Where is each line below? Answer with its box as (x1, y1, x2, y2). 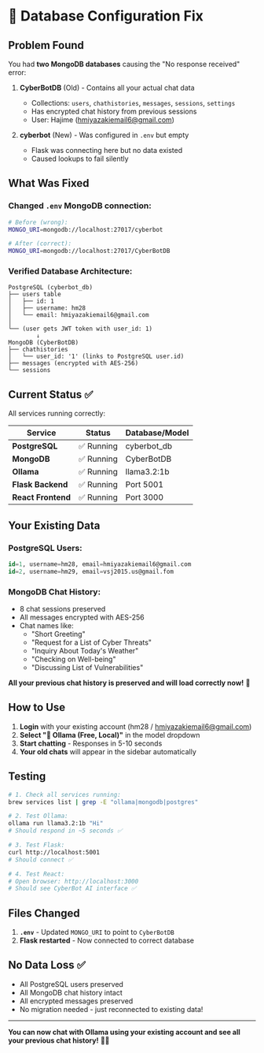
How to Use (8, 701, 66, 714)
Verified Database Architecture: (8, 266, 133, 277)
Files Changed (8, 906, 80, 920)
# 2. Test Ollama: (8, 812, 68, 820)
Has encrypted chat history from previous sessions (31, 106, 197, 116)
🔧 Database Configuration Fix (8, 7, 204, 25)
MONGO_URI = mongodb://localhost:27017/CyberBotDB (8, 247, 170, 255)
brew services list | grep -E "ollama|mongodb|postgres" (8, 798, 199, 806)
